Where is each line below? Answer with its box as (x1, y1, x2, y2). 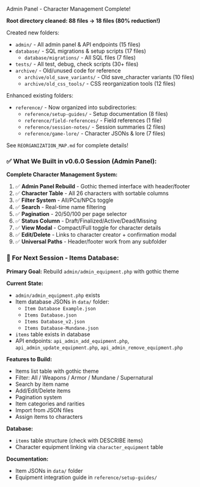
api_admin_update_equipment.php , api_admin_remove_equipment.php (15, 343, 183, 351)
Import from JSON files (15, 406, 74, 413)
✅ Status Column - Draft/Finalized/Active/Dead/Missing (15, 217, 157, 224)
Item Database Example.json (24, 305, 96, 312)
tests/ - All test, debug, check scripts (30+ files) (15, 61, 139, 67)
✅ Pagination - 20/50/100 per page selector (15, 210, 127, 218)
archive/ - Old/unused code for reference (15, 67, 121, 74)
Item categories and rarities (15, 400, 85, 407)
